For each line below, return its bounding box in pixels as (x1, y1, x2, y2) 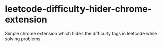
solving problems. (5, 36, 42, 42)
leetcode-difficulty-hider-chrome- (5, 3, 152, 15)
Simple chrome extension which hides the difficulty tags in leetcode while (5, 30, 157, 36)
